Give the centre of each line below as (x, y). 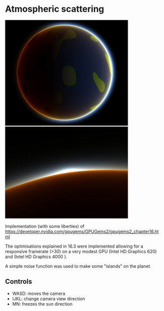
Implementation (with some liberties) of (45, 226)
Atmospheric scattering (55, 9)
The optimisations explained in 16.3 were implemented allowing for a (74, 246)
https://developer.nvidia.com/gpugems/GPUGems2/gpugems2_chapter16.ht (82, 231)
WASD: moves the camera (39, 293)
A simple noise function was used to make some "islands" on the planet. (78, 266)
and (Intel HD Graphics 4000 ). (36, 256)
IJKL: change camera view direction (48, 299)
